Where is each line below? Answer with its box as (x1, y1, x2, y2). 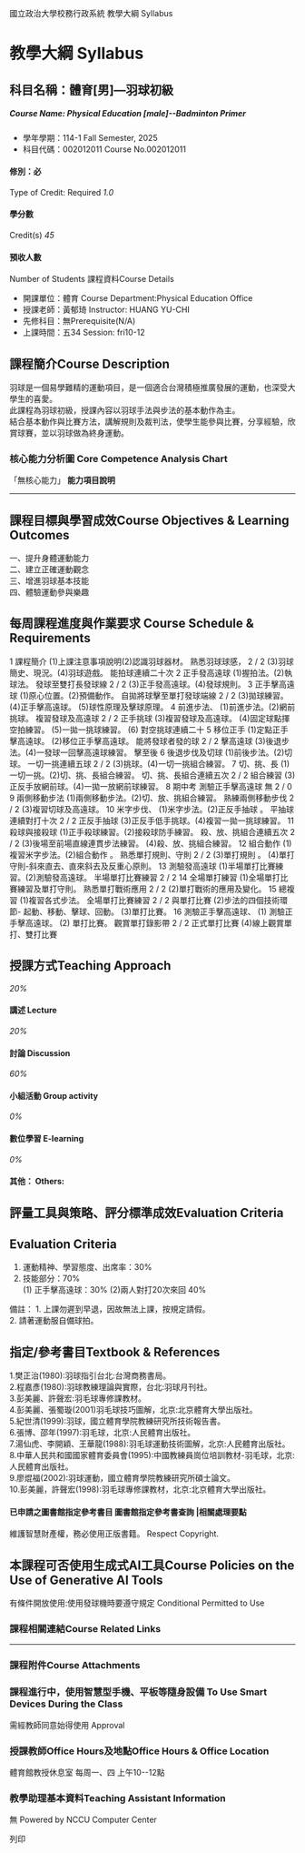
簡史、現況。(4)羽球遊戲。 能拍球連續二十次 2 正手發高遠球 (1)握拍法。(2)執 (9, 667, 293, 678)
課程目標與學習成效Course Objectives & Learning (9, 512, 290, 528)
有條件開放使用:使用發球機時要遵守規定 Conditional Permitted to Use (9, 1597, 265, 1608)
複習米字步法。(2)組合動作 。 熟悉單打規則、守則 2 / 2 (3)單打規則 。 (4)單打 (9, 849, 295, 860)
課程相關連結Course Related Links (9, 1623, 162, 1636)
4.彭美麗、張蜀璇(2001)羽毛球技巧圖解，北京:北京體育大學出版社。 (9, 1405, 258, 1415)
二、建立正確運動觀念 (9, 564, 89, 575)
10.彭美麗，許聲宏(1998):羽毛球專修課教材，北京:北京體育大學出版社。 (9, 1484, 271, 1495)
